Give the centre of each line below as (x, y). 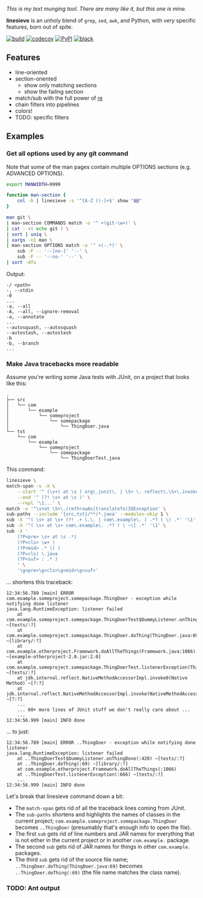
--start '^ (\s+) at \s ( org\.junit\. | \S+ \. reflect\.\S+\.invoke (108, 492)
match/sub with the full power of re (59, 98)
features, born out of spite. (40, 27)
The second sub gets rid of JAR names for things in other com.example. (103, 847)
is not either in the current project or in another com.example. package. (102, 840)
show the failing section (53, 91)
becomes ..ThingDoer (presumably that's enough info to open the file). (103, 827)
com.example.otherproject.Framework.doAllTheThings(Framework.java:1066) (101, 652)
